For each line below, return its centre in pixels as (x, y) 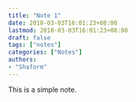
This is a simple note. (42, 89)
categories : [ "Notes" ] (45, 52)
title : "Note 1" (35, 15)
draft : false (29, 38)
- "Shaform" (28, 67)
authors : (22, 60)
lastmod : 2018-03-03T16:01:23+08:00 (68, 30)
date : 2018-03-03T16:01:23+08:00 (63, 23)
